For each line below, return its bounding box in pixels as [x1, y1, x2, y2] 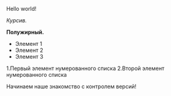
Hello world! [6, 5, 37, 12]
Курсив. [6, 17, 27, 24]
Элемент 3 [15, 53, 44, 60]
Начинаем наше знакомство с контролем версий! [6, 83, 137, 90]
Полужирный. [6, 28, 44, 36]
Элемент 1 [15, 40, 43, 47]
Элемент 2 [15, 46, 44, 54]
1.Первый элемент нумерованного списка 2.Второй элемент [6, 65, 165, 72]
